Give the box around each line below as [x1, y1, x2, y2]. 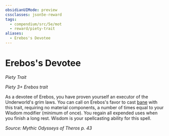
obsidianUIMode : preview [5, 7, 58, 13]
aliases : [5, 31, 24, 36]
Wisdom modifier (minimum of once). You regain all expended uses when [5, 110, 158, 116]
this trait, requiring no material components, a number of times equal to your [5, 104, 164, 110]
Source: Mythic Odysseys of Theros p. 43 [5, 125, 92, 131]
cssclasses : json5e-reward [5, 12, 62, 17]
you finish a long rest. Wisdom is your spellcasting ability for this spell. [5, 115, 151, 121]
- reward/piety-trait [10, 26, 55, 31]
